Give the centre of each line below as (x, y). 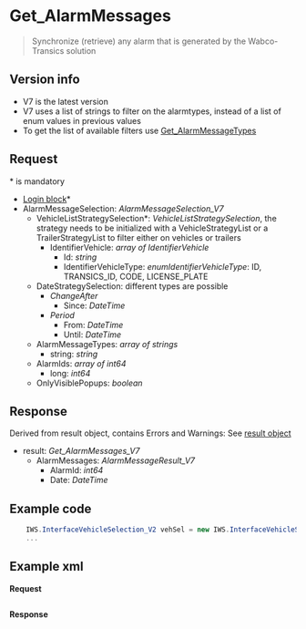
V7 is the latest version (66, 101)
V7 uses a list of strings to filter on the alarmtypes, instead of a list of (152, 111)
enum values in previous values (82, 120)
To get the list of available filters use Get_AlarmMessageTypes (139, 130)
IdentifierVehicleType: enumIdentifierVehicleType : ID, (163, 266)
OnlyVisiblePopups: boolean (89, 383)
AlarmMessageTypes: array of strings (107, 344)
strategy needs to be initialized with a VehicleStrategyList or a (152, 228)
